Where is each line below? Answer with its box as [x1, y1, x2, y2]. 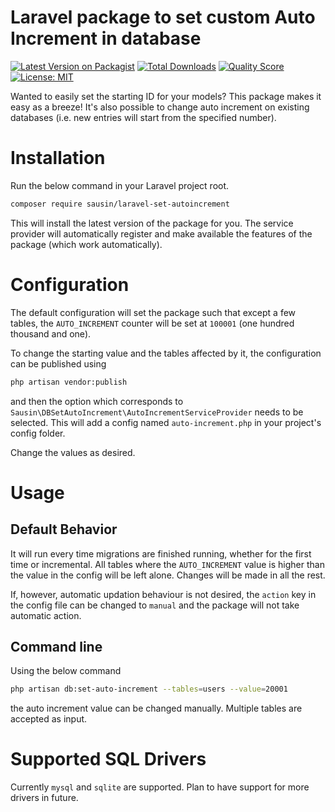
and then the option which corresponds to [10, 395, 184, 407]
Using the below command [10, 665, 122, 677]
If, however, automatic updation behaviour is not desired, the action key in [10, 588, 317, 600]
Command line [10, 638, 103, 655]
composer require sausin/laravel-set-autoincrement [10, 199, 230, 209]
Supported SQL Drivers [10, 748, 207, 771]
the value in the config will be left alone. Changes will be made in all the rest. [10, 569, 326, 581]
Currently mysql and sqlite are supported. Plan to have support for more [10, 781, 310, 793]
